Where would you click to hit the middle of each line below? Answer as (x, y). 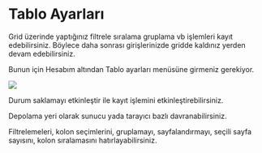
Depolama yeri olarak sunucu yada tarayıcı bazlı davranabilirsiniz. (118, 116)
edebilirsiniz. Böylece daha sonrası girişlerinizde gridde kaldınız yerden (127, 45)
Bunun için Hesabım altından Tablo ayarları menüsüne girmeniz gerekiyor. (131, 69)
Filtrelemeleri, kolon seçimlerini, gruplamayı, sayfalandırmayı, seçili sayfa (130, 131)
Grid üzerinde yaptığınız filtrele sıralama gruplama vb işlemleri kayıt (121, 36)
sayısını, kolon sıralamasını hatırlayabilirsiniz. (83, 140)
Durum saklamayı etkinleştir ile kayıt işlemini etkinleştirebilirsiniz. (116, 100)
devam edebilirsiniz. (42, 53)
